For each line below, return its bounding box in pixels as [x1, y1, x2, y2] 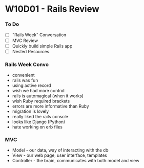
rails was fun [12, 77, 38, 84]
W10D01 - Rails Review [5, 3, 100, 15]
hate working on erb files [12, 124, 62, 130]
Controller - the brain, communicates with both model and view [12, 158, 140, 164]
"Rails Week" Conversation [12, 32, 67, 38]
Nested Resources [12, 48, 50, 54]
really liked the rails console [12, 114, 68, 120]
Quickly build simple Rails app [12, 43, 73, 49]
